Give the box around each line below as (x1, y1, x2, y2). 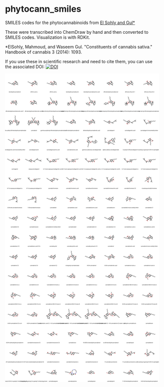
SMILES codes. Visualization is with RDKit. (5, 34, 90, 40)
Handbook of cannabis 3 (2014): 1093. (5, 49, 82, 55)
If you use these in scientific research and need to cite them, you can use (5, 58, 153, 64)
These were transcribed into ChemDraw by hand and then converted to (5, 29, 149, 35)
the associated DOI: (5, 64, 45, 70)
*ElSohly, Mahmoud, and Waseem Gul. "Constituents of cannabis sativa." (5, 44, 153, 49)
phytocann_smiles (5, 3, 82, 15)
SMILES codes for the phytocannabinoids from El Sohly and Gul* (5, 20, 135, 25)
